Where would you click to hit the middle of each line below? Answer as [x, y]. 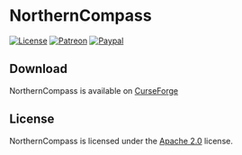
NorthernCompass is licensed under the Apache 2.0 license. [121, 141]
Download [38, 69]
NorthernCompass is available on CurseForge [94, 90]
